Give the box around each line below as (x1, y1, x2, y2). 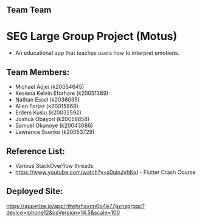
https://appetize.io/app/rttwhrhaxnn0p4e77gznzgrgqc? (6, 202, 145, 209)
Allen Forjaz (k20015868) (15, 103, 79, 110)
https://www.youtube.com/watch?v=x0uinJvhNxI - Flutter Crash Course (15, 168, 196, 176)
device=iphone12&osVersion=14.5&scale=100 (6, 209, 120, 216)
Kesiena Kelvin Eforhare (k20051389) (15, 89, 109, 97)
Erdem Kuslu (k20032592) (15, 109, 82, 116)
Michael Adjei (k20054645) (15, 83, 85, 91)
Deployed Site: (6, 186, 63, 196)
